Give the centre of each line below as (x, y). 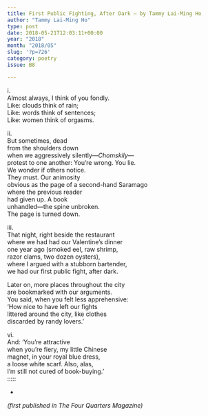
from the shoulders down (43, 148)
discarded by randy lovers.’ (46, 321)
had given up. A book (38, 199)
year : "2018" (26, 39)
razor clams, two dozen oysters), (54, 257)
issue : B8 (21, 65)
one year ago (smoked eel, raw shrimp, (63, 249)
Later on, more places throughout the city (66, 284)
